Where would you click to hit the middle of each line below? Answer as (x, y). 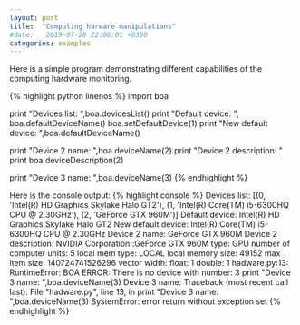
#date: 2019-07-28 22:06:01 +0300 (78, 34)
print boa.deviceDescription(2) (67, 161)
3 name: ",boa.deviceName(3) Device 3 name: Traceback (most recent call (149, 282)
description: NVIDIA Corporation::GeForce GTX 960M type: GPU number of (150, 244)
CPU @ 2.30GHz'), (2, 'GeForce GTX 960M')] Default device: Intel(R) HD (145, 215)
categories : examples (50, 43)
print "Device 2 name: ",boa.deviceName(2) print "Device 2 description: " (146, 151)
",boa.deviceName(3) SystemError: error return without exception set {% (145, 301)
